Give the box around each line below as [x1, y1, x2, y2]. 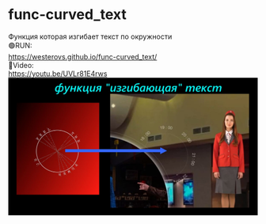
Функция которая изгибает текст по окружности [8, 32, 173, 41]
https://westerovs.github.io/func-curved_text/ [8, 51, 158, 61]
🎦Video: [8, 60, 34, 70]
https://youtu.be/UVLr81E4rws [8, 69, 108, 78]
